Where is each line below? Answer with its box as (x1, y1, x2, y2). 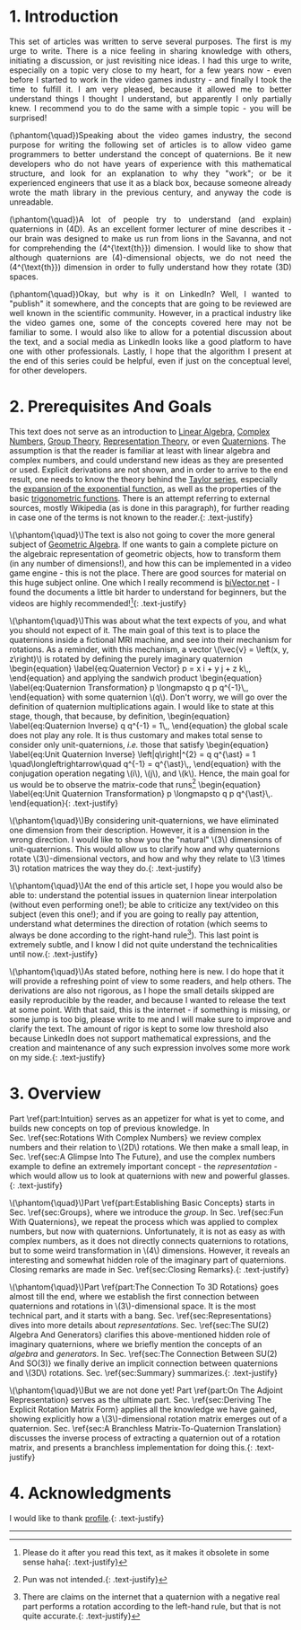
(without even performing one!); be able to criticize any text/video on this (9, 900, 279, 911)
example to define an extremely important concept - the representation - (9, 1160, 278, 1171)
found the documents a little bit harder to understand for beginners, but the (9, 586, 287, 597)
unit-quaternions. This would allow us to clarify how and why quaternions (9, 844, 280, 855)
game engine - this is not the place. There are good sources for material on (9, 568, 287, 578)
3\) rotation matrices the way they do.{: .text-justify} (9, 863, 202, 874)
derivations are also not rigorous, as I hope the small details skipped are (9, 985, 275, 996)
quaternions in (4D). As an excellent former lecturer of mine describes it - (9, 223, 292, 234)
